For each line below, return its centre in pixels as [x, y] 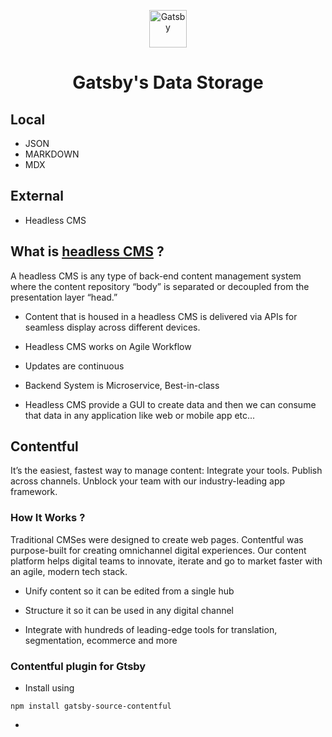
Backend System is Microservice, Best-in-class [122, 385]
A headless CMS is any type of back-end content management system [156, 276]
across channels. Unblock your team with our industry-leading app [148, 481]
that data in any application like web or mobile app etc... [140, 415]
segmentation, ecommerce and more [101, 640]
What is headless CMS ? [87, 251]
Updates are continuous [74, 366]
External [37, 196]
